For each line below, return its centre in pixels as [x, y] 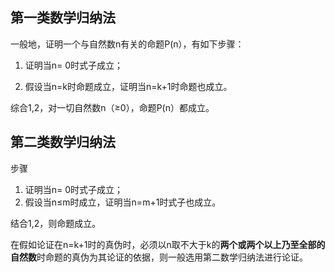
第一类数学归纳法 [63, 18]
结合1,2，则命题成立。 [56, 223]
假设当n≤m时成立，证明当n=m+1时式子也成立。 [123, 202]
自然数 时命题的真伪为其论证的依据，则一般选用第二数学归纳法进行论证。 [159, 257]
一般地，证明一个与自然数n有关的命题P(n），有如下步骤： [127, 44]
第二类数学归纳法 [63, 142]
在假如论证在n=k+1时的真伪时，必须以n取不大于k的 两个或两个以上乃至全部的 [168, 244]
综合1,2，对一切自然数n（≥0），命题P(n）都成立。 [112, 107]
